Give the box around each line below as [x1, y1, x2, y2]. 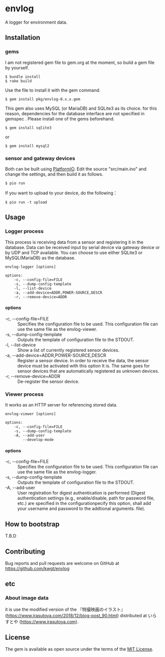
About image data [5, 594, 49, 601]
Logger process [5, 228, 44, 235]
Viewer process [5, 391, 44, 398]
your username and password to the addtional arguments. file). [17, 505, 145, 512]
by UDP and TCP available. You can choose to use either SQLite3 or [5, 250, 143, 255]
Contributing [5, 547, 45, 556]
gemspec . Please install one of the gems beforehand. [5, 116, 115, 122]
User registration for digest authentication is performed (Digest [17, 490, 145, 496]
